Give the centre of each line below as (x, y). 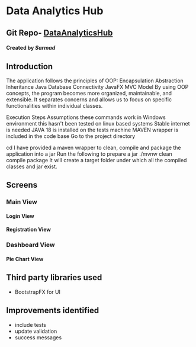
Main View (22, 202)
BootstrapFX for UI (38, 292)
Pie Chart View (25, 259)
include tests (30, 324)
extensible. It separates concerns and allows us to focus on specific (89, 99)
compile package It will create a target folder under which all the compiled (97, 160)
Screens (22, 185)
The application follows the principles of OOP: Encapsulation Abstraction (95, 81)
